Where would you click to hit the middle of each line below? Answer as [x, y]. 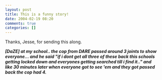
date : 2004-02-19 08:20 [29, 19]
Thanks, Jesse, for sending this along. [44, 42]
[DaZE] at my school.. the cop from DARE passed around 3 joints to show [81, 52]
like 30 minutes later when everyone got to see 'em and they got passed [80, 67]
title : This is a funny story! [37, 14]
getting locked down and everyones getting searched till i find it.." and [78, 62]
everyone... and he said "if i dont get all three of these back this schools [80, 56]
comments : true [21, 23]
